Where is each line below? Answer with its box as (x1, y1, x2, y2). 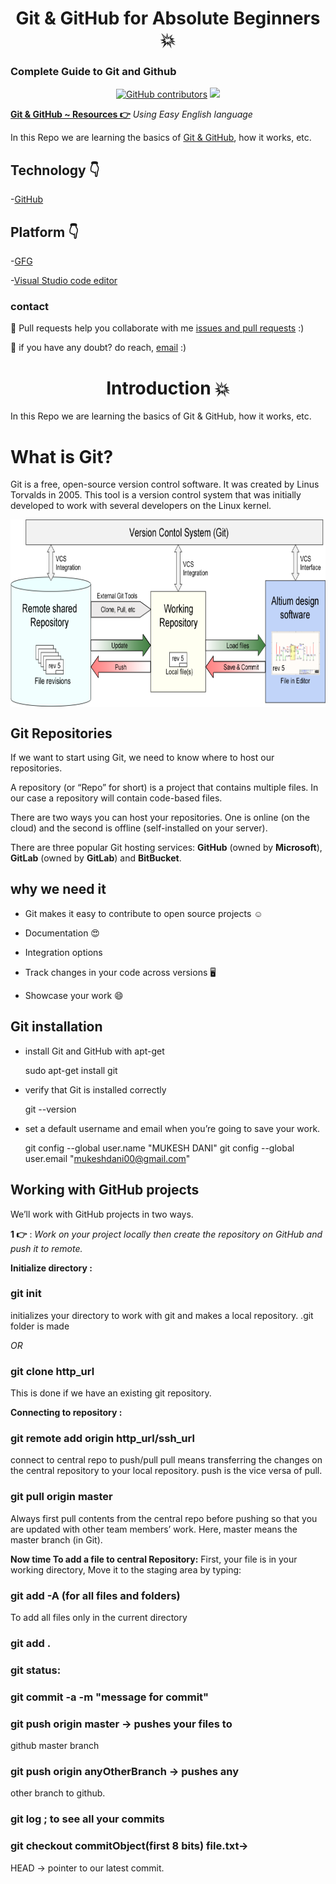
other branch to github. (10, 1787, 106, 1799)
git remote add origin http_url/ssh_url (10, 1432, 195, 1446)
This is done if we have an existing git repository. (10, 1387, 212, 1399)
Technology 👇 (10, 162, 100, 179)
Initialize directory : (10, 1262, 93, 1274)
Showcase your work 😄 (24, 989, 124, 1001)
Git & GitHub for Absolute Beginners (15, 7, 321, 30)
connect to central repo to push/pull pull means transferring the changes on (10, 1454, 323, 1466)
